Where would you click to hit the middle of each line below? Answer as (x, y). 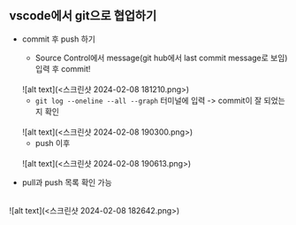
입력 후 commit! (63, 68)
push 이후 (53, 143)
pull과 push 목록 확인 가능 (67, 182)
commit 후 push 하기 (58, 39)
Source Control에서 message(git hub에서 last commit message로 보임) (161, 58)
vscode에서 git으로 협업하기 (83, 16)
